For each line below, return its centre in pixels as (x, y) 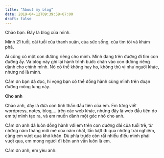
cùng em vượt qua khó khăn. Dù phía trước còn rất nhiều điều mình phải (77, 136)
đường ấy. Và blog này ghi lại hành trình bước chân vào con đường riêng (78, 62)
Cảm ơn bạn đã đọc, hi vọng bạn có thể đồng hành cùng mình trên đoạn (78, 81)
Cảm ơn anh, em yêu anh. (31, 150)
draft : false (18, 19)
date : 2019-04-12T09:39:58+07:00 (39, 14)
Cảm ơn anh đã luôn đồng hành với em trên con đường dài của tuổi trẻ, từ (79, 125)
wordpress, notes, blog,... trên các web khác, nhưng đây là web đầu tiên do (81, 111)
